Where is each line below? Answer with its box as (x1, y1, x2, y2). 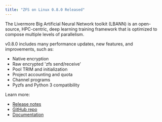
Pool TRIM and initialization (12, 66, 68, 72)
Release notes (12, 101, 41, 107)
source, (5, 26, 21, 32)
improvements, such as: (5, 46, 54, 52)
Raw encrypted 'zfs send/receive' (12, 61, 81, 67)
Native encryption (12, 55, 49, 62)
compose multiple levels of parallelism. (5, 31, 84, 37)
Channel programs (12, 77, 50, 82)
